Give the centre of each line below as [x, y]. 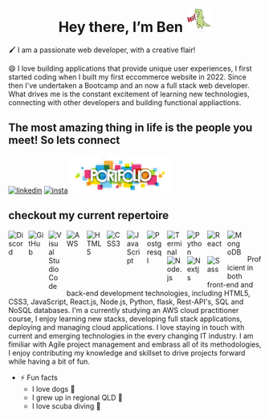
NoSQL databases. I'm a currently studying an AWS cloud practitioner [124, 310]
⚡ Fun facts [39, 377]
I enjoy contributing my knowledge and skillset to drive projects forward [127, 352]
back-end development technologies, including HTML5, [159, 293]
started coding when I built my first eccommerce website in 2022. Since [127, 77]
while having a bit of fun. [49, 361]
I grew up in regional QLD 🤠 [77, 397]
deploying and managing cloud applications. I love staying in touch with [126, 327]
